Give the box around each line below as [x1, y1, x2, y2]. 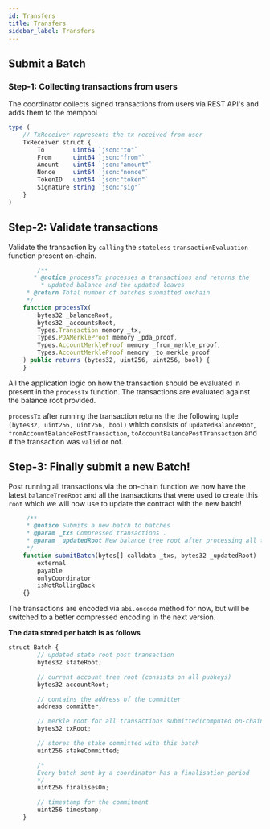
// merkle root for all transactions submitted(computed [37, 717, 231, 726]
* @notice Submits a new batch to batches [26, 522, 171, 530]
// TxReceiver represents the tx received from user [22, 131, 203, 139]
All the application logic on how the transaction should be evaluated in [8, 378, 241, 388]
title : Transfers [8, 19, 67, 27]
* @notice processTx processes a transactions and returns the [33, 273, 250, 282]
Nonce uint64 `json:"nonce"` [37, 169, 149, 177]
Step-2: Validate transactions [8, 221, 159, 235]
